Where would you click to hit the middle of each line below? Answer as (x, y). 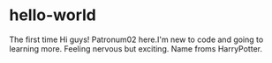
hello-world (53, 15)
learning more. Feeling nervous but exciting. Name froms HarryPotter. (136, 48)
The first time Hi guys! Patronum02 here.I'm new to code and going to (136, 39)
